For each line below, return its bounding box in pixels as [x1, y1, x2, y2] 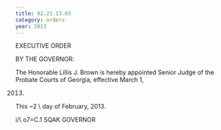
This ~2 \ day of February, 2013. [15, 102, 106, 111]
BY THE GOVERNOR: [15, 55, 75, 63]
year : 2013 [15, 23, 47, 30]
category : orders [15, 17, 65, 23]
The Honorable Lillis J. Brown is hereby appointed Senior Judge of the [15, 68, 215, 76]
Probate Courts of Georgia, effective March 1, [15, 76, 144, 84]
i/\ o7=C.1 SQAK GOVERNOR [15, 116, 96, 124]
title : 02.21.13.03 [15, 10, 72, 17]
